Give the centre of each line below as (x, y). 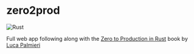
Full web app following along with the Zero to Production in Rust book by (97, 38)
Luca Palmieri (23, 45)
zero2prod (33, 10)
